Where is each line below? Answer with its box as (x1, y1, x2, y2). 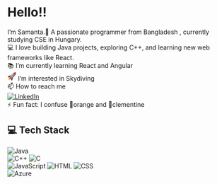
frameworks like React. (7, 53, 74, 62)
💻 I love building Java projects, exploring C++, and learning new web (7, 43, 211, 52)
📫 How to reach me (7, 82, 66, 91)
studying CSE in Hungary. (7, 35, 83, 43)
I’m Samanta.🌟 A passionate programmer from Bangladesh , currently (7, 28, 210, 36)
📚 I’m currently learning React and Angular (7, 61, 133, 69)
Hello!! (7, 4, 47, 21)
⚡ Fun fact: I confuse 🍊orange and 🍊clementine (7, 100, 145, 108)
